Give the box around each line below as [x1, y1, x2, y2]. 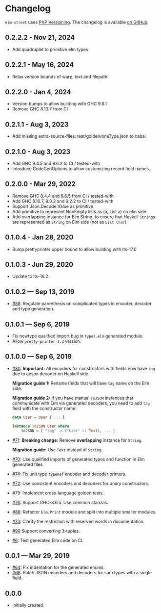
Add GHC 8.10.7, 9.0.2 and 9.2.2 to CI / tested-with [12, 198, 114, 204]
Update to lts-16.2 [12, 273, 48, 280]
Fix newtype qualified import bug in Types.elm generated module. [12, 333, 144, 339]
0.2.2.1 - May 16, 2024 [5, 61, 74, 69]
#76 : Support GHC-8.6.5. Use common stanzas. [12, 499, 108, 505]
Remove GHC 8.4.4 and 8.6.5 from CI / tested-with [12, 193, 114, 199]
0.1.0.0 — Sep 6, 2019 [5, 353, 72, 361]
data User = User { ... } [12, 415, 65, 420]
